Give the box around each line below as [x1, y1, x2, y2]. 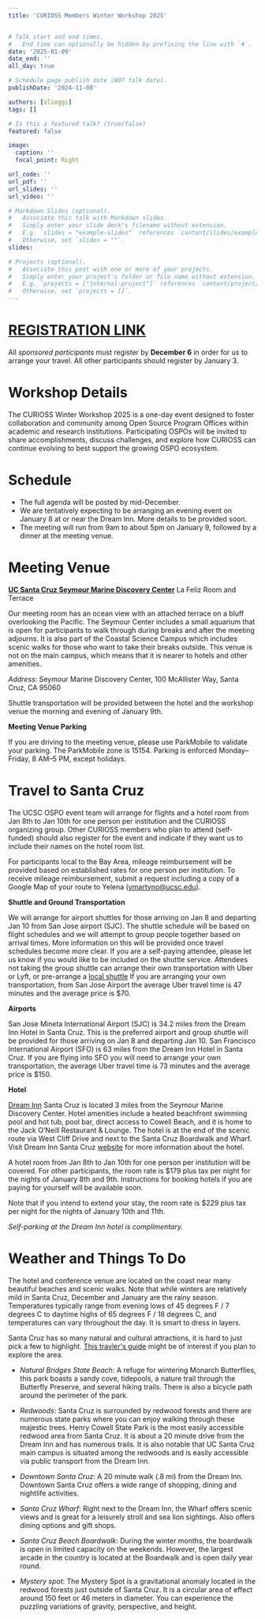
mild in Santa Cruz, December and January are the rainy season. [8, 1292, 218, 1302]
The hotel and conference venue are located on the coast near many [8, 1276, 231, 1285]
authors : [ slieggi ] [8, 98, 73, 106]
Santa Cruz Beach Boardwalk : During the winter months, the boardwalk [19, 1536, 253, 1545]
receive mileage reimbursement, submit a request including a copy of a [8, 874, 240, 883]
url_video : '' [8, 192, 55, 200]
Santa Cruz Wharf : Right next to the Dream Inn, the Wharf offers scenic [19, 1503, 252, 1513]
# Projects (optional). [8, 258, 87, 266]
